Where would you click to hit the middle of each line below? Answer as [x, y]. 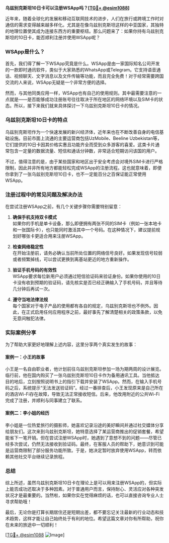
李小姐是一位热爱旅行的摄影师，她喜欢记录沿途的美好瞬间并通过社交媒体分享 [84, 425]
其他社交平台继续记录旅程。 [38, 457]
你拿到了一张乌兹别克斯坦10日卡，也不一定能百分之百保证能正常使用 [76, 174]
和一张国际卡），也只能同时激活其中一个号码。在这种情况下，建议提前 [84, 230]
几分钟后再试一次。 [32, 289]
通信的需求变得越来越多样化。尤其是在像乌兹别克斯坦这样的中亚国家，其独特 [84, 25]
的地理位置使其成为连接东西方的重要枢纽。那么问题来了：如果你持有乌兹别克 [84, 31]
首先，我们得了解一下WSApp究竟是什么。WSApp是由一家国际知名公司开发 [82, 64]
